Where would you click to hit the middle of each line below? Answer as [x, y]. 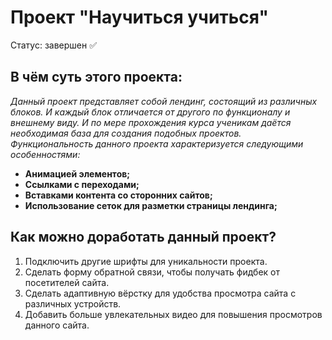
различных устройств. [73, 303]
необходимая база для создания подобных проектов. [126, 133]
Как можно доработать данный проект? [143, 237]
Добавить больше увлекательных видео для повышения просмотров [173, 314]
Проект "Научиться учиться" [139, 17]
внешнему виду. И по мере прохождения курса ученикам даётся [151, 122]
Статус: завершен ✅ [54, 45]
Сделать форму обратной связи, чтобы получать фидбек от [152, 272]
